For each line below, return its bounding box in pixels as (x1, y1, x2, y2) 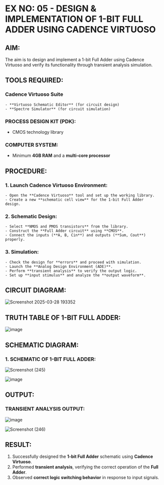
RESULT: (5, 440, 32, 449)
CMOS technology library (12, 129, 64, 135)
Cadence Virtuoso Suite (5, 91, 63, 98)
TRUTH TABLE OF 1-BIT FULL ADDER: (5, 313, 121, 322)
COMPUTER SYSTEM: (5, 141, 58, 148)
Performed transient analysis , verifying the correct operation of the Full (12, 464, 159, 470)
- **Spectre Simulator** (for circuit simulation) (5, 107, 111, 112)
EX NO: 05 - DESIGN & (5, 3, 97, 14)
